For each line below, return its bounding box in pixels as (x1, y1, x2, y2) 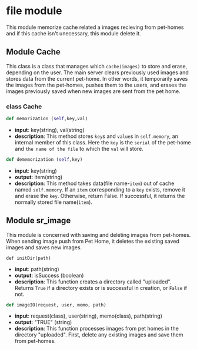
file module (6, 4, 62, 18)
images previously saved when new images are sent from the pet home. (6, 87, 181, 95)
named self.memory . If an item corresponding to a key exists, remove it (14, 186, 185, 193)
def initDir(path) (6, 255, 51, 261)
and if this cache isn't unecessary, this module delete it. (6, 29, 141, 37)
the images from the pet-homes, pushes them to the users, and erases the (6, 81, 186, 88)
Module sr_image (6, 216, 71, 226)
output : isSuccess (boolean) (14, 272, 84, 279)
